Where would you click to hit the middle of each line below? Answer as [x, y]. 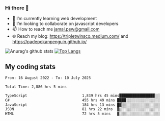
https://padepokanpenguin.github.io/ [49, 42]
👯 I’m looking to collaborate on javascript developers [65, 24]
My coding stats [30, 66]
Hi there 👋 [17, 8]
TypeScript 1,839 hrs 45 [57, 96]
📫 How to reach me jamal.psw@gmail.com [56, 29]
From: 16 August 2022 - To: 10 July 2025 [48, 78]
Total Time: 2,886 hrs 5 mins [36, 87]
